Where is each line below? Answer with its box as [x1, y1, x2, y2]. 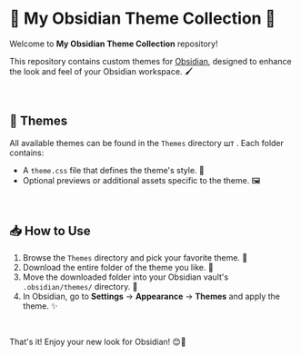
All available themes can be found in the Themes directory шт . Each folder [9, 137, 285, 148]
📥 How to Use [9, 223, 91, 239]
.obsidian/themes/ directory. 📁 [22, 281, 138, 292]
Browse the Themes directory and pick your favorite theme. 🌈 [22, 252, 248, 262]
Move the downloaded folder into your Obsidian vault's [22, 272, 229, 282]
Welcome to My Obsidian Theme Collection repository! [9, 38, 218, 49]
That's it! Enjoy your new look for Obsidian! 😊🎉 [9, 336, 186, 347]
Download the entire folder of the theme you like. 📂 [22, 262, 214, 272]
